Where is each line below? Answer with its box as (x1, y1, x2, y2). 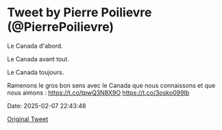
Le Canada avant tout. (7, 54, 70, 63)
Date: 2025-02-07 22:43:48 (7, 101, 86, 110)
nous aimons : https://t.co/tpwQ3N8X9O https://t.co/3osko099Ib (7, 88, 190, 97)
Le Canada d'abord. (7, 42, 63, 50)
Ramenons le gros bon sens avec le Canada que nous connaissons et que (7, 81, 216, 89)
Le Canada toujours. (7, 68, 64, 76)
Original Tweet (7, 114, 49, 123)
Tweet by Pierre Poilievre (7, 5, 152, 20)
